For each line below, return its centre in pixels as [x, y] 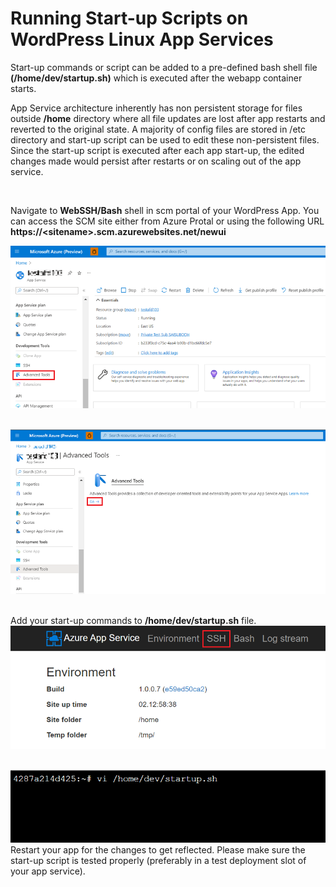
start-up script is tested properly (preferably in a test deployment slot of [158, 860]
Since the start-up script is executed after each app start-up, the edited [157, 150]
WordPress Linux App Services [142, 39]
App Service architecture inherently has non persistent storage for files [156, 108]
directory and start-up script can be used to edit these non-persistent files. [165, 139]
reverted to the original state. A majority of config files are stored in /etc [158, 129]
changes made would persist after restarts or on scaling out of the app [156, 161]
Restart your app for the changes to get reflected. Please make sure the [158, 849]
